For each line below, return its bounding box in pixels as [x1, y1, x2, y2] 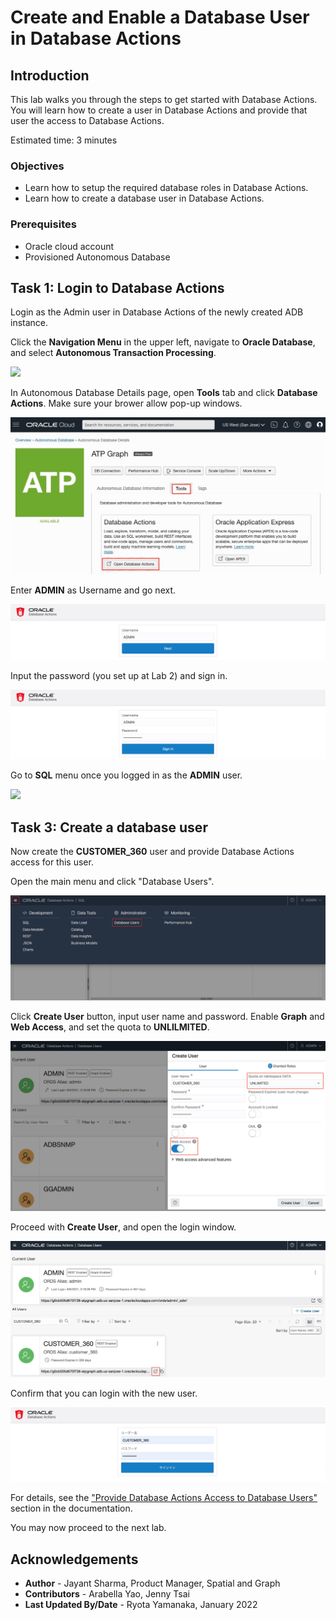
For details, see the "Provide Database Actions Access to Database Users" [10, 1492, 318, 1504]
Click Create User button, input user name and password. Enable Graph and [10, 1011, 325, 1023]
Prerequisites [10, 217, 77, 231]
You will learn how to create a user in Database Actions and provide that [10, 104, 308, 116]
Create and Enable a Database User [10, 6, 310, 29]
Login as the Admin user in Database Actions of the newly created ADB [10, 306, 304, 318]
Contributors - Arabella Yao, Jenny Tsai [24, 1588, 190, 1600]
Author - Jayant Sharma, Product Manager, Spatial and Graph [24, 1577, 281, 1590]
